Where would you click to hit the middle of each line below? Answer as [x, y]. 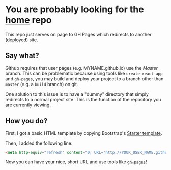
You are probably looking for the [75, 9]
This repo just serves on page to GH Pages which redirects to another [78, 34]
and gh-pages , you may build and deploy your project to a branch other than [84, 79]
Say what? [22, 56]
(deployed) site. [22, 40]
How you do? [26, 121]
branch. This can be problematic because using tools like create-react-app [84, 73]
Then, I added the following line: [39, 143]
